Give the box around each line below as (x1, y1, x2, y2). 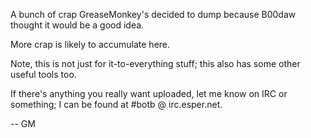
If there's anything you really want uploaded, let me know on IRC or (10, 88, 288, 99)
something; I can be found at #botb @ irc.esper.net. (10, 99, 223, 110)
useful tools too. (10, 69, 77, 80)
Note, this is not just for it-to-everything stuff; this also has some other (10, 58, 301, 69)
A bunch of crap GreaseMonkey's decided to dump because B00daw (10, 9, 297, 20)
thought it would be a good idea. (10, 19, 145, 31)
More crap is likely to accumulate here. (10, 39, 171, 50)
